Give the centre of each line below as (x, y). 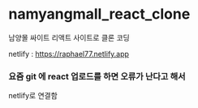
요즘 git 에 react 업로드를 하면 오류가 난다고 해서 (97, 76)
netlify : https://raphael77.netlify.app (69, 54)
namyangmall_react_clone (99, 14)
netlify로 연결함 (33, 96)
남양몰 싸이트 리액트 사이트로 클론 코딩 (69, 37)
